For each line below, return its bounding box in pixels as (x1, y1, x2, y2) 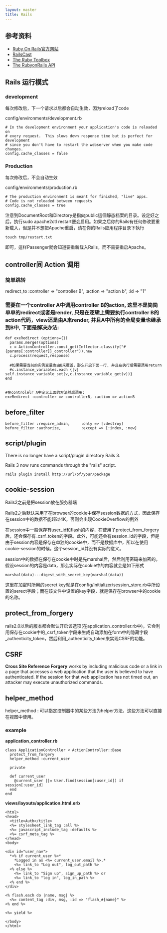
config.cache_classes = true (5, 203, 66, 208)
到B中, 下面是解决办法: (5, 324, 59, 331)
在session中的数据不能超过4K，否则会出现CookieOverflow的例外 (5, 516, 139, 522)
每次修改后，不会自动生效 (5, 174, 58, 180)
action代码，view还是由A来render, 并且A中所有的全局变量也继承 (5, 316, 161, 323)
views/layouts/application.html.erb (5, 800, 80, 806)
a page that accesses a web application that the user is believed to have (5, 669, 154, 675)
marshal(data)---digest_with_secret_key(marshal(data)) (5, 572, 124, 577)
